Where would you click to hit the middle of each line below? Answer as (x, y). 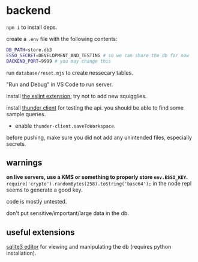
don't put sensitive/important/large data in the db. (67, 213)
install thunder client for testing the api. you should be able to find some (95, 108)
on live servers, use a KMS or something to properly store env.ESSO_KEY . (97, 177)
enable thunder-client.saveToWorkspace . (65, 126)
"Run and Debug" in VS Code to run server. (60, 84)
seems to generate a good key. (44, 190)
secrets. (16, 144)
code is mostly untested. (37, 202)
